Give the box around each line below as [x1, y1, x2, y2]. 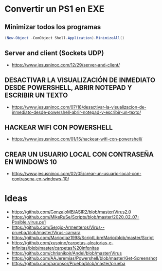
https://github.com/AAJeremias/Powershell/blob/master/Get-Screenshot [11, 255, 158, 261]
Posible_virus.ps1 [11, 220, 46, 225]
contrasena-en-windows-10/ [11, 176, 69, 182]
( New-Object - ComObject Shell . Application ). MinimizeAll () [4, 35, 125, 40]
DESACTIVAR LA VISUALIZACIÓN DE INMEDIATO [4, 76, 156, 85]
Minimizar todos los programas [4, 23, 101, 31]
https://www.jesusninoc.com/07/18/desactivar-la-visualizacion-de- [11, 104, 146, 110]
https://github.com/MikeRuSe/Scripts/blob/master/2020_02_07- [11, 214, 140, 220]
